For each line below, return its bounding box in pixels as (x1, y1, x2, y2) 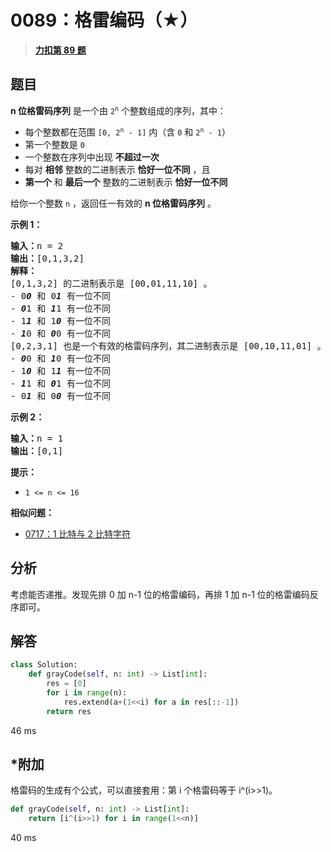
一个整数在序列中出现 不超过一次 (24, 151, 160, 163)
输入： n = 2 (10, 240, 64, 251)
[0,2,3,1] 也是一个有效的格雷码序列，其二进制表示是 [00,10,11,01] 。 (10, 340, 327, 351)
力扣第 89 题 (34, 44, 87, 56)
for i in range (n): (46, 688, 128, 698)
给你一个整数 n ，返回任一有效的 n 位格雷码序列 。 (10, 197, 217, 209)
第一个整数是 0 (24, 138, 85, 150)
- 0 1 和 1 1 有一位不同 (10, 302, 111, 314)
